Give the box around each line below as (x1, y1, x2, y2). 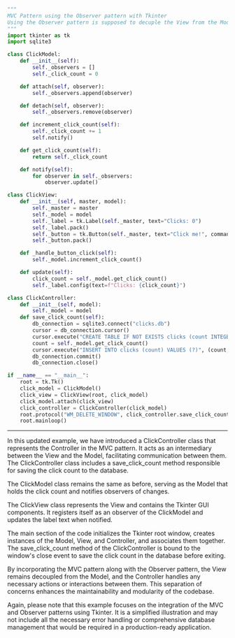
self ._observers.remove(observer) (32, 108, 133, 116)
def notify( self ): (20, 166, 73, 173)
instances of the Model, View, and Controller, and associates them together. (7, 537, 226, 545)
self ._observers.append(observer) (32, 89, 133, 96)
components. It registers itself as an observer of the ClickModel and (7, 508, 204, 516)
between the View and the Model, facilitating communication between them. (7, 451, 227, 460)
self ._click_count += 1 (32, 128, 101, 135)
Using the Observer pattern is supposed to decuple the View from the (7, 19, 218, 26)
